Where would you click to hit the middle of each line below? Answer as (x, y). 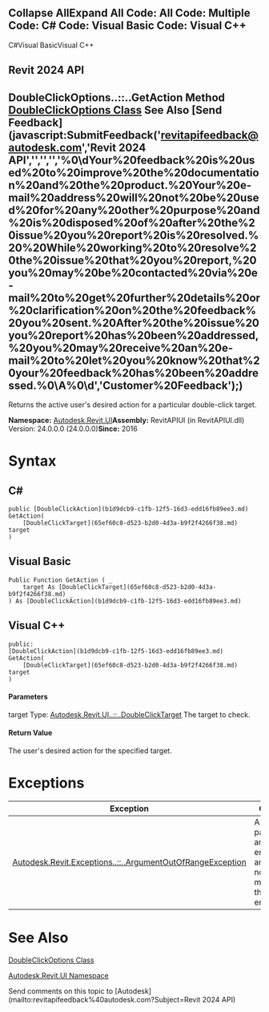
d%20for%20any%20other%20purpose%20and (134, 210)
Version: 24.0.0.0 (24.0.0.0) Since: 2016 (73, 429)
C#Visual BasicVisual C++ (51, 45)
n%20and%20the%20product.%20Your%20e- (130, 185)
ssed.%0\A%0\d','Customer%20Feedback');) (126, 385)
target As (39, 587)
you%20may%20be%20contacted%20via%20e (133, 273)
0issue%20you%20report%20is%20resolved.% (134, 235)
